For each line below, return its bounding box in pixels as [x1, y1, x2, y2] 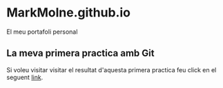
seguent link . [6, 73, 43, 81]
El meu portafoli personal [6, 27, 78, 36]
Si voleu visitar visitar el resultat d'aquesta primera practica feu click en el [6, 65, 217, 74]
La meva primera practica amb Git [6, 47, 155, 59]
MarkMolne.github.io [6, 5, 130, 21]
